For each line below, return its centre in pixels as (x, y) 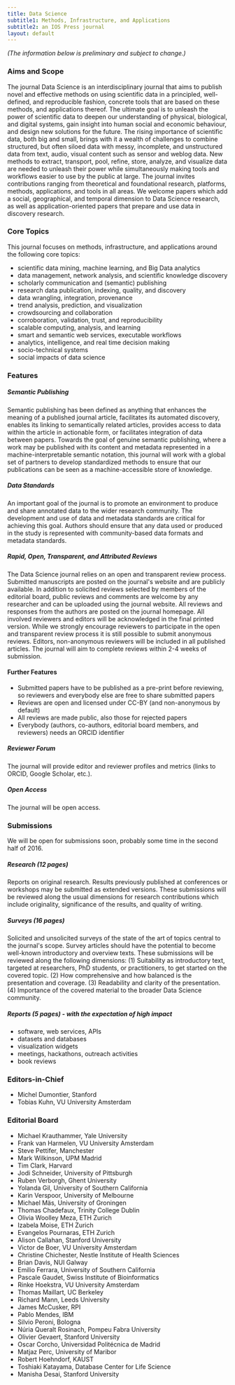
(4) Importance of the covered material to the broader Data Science (105, 990)
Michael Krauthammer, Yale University (72, 1135)
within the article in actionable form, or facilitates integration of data (105, 432)
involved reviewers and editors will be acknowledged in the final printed (111, 619)
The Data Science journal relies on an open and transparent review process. (117, 574)
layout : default (31, 33)
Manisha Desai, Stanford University (68, 1374)
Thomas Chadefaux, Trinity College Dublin (78, 1210)
